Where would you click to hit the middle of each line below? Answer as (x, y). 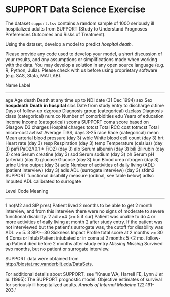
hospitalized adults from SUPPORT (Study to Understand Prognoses (76, 28)
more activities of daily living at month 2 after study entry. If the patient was (84, 222)
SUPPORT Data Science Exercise (75, 9)
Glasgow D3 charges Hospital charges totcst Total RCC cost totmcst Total (82, 127)
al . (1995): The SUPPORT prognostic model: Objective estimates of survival (84, 279)
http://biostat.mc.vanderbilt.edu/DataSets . (49, 264)
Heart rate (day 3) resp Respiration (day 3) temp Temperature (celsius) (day (84, 143)
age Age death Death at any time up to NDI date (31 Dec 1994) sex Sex (79, 100)
